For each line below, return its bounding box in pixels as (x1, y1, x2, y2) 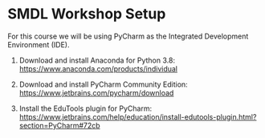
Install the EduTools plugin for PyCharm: (18, 103, 153, 113)
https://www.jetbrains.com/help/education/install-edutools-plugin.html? (18, 112, 257, 121)
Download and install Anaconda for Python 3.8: (18, 55, 176, 65)
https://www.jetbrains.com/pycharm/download (18, 87, 174, 97)
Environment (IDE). (7, 39, 70, 49)
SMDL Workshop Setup (7, 5, 166, 23)
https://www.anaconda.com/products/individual (18, 63, 178, 73)
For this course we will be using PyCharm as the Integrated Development (7, 31, 249, 41)
